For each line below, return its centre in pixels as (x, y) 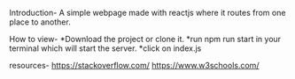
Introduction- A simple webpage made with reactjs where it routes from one (147, 13)
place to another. (40, 22)
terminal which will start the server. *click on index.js (105, 48)
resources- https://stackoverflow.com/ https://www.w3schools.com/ (134, 65)
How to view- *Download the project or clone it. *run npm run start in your (145, 39)
